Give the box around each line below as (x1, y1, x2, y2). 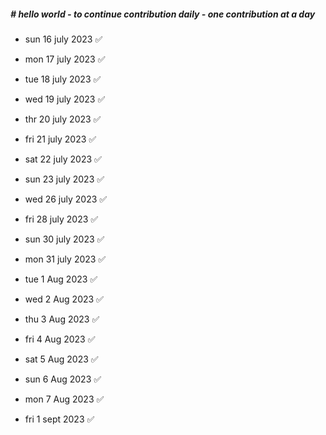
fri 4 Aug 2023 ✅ (24, 333, 96, 345)
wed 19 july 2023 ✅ (24, 93, 106, 105)
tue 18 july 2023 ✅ (24, 73, 102, 85)
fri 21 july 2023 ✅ (24, 133, 97, 145)
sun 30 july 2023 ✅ (24, 233, 105, 245)
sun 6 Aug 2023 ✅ (24, 373, 102, 385)
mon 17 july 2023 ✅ (24, 53, 106, 65)
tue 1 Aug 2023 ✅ (24, 273, 98, 285)
